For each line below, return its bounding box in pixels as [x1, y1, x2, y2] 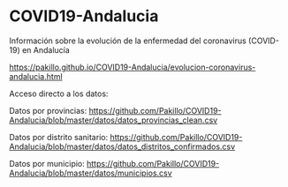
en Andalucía [21, 44, 71, 55]
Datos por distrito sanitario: [9, 131, 109, 142]
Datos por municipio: [9, 158, 86, 168]
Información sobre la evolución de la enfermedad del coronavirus [9, 35, 247, 46]
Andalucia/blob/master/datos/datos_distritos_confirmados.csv [9, 141, 236, 152]
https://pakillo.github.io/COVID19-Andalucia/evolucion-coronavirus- [9, 62, 256, 72]
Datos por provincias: [9, 105, 87, 116]
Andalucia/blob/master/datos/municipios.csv [9, 168, 172, 178]
